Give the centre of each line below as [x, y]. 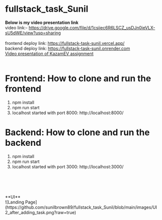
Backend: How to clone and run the [77, 132]
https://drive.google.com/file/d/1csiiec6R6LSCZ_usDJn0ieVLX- [92, 27]
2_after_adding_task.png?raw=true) [41, 212]
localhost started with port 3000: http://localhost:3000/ [68, 166]
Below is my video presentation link [42, 22]
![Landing [15, 202]
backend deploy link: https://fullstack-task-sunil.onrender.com [68, 48]
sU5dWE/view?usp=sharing [33, 33]
